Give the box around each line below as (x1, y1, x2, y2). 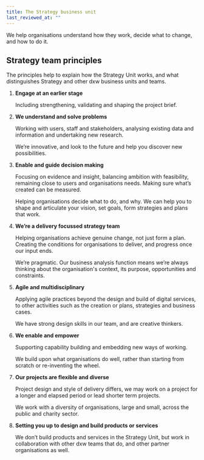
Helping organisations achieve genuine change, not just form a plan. (15, 235, 186, 242)
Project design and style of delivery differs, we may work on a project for (15, 385, 198, 393)
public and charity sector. (15, 410, 79, 417)
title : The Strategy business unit (6, 9, 97, 15)
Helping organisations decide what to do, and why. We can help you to (15, 198, 192, 205)
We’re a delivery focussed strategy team (15, 222, 120, 230)
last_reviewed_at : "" (6, 15, 61, 21)
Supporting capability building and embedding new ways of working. (15, 344, 188, 351)
